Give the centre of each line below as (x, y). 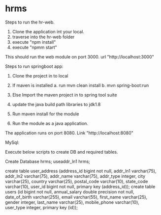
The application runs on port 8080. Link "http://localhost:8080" (69, 133)
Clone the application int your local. (48, 31)
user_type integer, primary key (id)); (41, 207)
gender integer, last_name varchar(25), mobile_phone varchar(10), (72, 202)
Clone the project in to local (40, 76)
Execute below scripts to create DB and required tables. (62, 152)
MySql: (12, 142)
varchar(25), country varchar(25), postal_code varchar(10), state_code (77, 181)
